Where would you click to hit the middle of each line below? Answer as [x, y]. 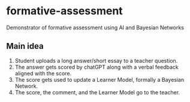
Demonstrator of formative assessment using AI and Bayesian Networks [95, 27]
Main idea [25, 46]
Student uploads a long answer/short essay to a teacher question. [96, 60]
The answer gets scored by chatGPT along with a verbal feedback [96, 67]
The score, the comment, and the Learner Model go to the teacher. [97, 92]
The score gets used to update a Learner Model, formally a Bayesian [99, 79]
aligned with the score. [43, 73]
